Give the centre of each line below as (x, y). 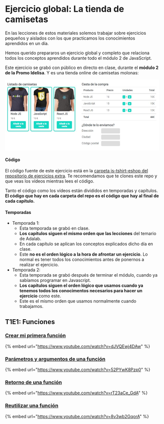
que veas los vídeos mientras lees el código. (50, 181)
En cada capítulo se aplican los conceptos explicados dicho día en (86, 244)
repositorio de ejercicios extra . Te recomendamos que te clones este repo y (81, 176)
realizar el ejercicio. (39, 265)
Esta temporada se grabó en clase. (54, 228)
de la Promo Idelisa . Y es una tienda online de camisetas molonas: (72, 72)
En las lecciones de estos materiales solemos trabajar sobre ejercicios (76, 33)
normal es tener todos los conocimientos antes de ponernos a (82, 259)
